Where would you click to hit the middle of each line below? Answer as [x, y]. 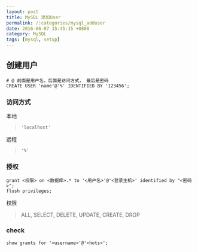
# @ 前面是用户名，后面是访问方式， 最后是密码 [57, 81]
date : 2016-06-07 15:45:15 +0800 [48, 28]
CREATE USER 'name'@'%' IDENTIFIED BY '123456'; [68, 86]
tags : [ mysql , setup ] [33, 40]
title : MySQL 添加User [33, 17]
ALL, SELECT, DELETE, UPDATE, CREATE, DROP [80, 215]
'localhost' [36, 127]
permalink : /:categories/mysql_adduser [56, 23]
